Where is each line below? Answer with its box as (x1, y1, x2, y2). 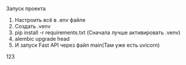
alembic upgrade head (14, 35, 70, 42)
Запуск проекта (6, 5, 46, 12)
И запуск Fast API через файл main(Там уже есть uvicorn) (14, 41, 160, 48)
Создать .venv (14, 23, 51, 30)
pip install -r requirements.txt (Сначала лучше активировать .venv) (14, 29, 181, 36)
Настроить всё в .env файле (14, 17, 86, 23)
